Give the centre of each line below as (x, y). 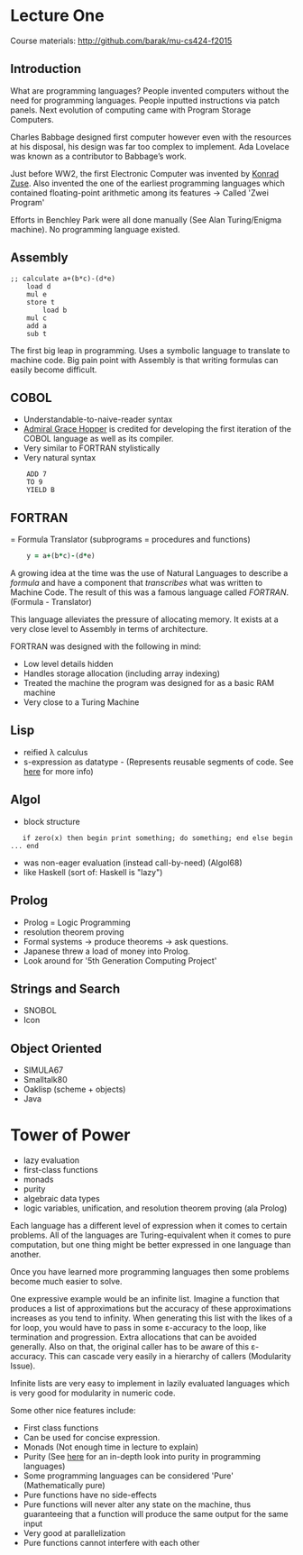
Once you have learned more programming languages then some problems (150, 1272)
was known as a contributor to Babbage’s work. (99, 156)
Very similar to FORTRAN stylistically (92, 448)
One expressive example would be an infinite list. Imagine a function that (145, 1299)
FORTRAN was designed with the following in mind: (106, 646)
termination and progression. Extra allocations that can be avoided (134, 1337)
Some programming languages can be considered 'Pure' (128, 1476)
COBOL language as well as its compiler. (98, 439)
